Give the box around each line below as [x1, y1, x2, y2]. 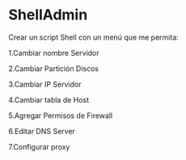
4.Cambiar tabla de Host [8, 95, 90, 104]
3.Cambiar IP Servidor [8, 79, 82, 89]
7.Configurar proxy [8, 141, 70, 151]
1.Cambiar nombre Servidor [8, 48, 99, 57]
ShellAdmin [8, 6, 88, 24]
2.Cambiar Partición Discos [8, 63, 99, 74]
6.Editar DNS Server [8, 126, 75, 136]
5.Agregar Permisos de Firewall [8, 111, 113, 120]
